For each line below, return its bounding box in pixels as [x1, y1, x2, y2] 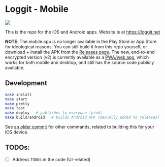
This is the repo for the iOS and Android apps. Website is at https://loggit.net [5, 29, 160, 35]
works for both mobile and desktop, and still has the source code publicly [5, 59, 154, 65]
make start [5, 97, 28, 101]
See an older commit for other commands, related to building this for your [5, 124, 155, 130]
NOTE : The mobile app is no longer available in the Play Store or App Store [5, 38, 157, 44]
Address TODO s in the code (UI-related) [12, 156, 91, 162]
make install [5, 92, 32, 97]
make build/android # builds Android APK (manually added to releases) [5, 115, 160, 120]
